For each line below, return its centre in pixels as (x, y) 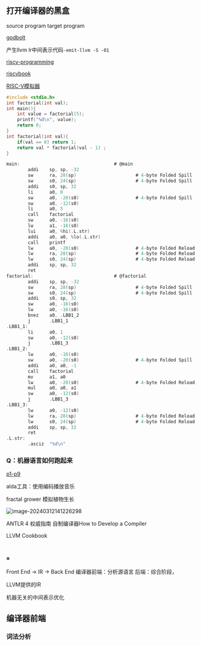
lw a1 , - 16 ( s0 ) (54, 226)
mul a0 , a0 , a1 (52, 388)
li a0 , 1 (45, 332)
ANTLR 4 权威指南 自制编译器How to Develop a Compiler (77, 524)
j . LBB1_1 (48, 321)
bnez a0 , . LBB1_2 (54, 315)
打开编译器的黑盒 (38, 11)
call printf (47, 243)
